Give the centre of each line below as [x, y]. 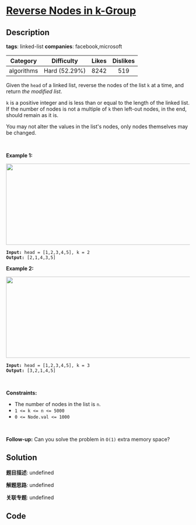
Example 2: [20, 268]
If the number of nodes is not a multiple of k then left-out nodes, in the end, [97, 109]
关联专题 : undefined [30, 497]
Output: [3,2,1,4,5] [31, 370]
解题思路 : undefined [30, 485]
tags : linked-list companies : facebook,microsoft [64, 46]
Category [24, 61]
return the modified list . [34, 91]
